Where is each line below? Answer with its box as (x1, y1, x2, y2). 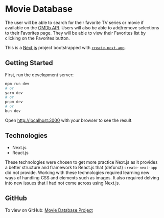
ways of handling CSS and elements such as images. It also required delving (5, 174, 159, 180)
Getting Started (5, 59, 53, 67)
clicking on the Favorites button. (5, 35, 70, 41)
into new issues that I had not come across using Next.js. (5, 180, 120, 186)
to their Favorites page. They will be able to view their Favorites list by (5, 30, 146, 36)
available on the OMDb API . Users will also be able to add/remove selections (5, 24, 159, 30)
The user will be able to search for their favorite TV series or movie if (5, 20, 144, 25)
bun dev (5, 109, 21, 113)
